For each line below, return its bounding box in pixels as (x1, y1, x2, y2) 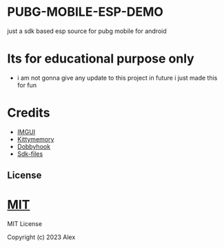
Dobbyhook (17, 142, 50, 150)
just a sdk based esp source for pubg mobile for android (7, 27, 167, 35)
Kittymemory (17, 135, 54, 143)
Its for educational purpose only (7, 51, 194, 67)
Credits (7, 105, 50, 121)
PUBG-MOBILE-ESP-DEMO (7, 4, 164, 20)
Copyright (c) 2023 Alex (7, 233, 76, 241)
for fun (17, 80, 37, 89)
